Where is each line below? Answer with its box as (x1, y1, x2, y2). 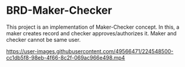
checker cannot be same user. (6, 36, 81, 43)
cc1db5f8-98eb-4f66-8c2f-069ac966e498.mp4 (6, 54, 125, 61)
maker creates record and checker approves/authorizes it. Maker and (6, 29, 177, 36)
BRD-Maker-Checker (6, 4, 112, 17)
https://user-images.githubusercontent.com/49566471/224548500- (6, 47, 174, 54)
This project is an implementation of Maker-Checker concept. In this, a (6, 23, 180, 31)
